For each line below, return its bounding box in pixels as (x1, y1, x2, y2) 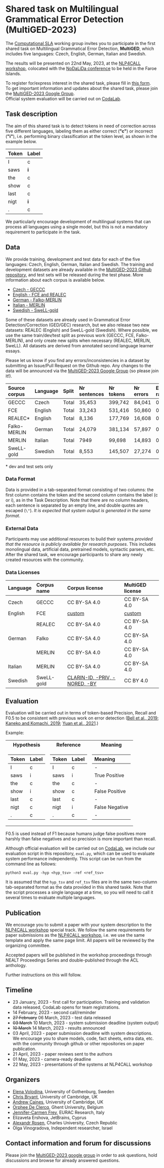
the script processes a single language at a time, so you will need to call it (5, 889, 154, 896)
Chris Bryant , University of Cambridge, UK (12, 1094, 98, 1100)
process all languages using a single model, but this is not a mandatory (5, 224, 148, 229)
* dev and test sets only (5, 463, 53, 469)
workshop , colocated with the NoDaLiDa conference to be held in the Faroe (5, 65, 157, 71)
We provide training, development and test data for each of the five (5, 256, 140, 262)
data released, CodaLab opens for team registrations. (12, 1004, 120, 1010)
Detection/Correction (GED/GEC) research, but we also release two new (5, 322, 150, 328)
